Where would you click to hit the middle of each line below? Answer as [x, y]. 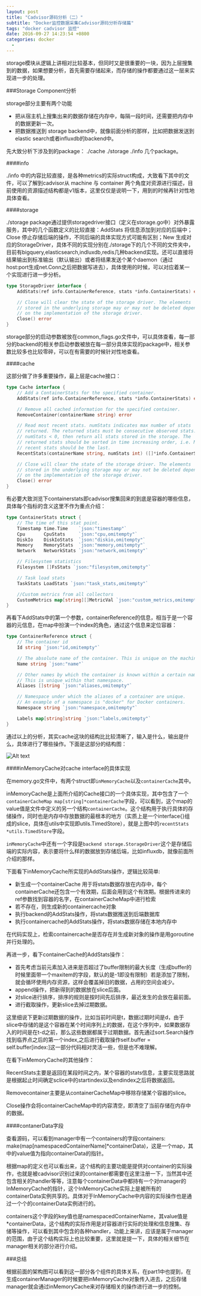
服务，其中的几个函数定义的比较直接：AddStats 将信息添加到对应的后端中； [100, 229]
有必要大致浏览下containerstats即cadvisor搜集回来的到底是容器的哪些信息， [100, 498]
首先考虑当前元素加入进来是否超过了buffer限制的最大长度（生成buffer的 [103, 967]
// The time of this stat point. [59, 523]
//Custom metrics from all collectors [65, 594]
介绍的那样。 [22, 859]
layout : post [22, 12]
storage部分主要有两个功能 [39, 103]
